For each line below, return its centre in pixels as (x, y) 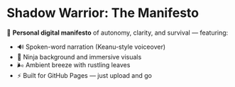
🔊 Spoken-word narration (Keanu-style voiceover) (91, 47)
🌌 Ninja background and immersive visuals (79, 57)
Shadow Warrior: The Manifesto (103, 13)
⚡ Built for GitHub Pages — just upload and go (84, 75)
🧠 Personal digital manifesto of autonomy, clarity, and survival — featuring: (117, 33)
